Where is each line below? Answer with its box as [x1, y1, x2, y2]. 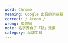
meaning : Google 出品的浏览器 [5, 12, 63, 17]
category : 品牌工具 [5, 30, 43, 35]
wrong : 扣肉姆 [5, 21, 32, 26]
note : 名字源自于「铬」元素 [5, 26, 56, 31]
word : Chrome [5, 7, 32, 12]
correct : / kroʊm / [5, 16, 46, 21]
